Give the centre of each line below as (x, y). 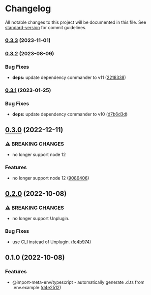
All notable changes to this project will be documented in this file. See (76, 22)
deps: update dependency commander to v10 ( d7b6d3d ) (70, 114)
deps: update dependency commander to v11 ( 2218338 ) (69, 77)
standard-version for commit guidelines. (46, 27)
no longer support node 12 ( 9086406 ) (51, 178)
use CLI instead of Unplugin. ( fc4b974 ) (52, 242)
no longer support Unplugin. (41, 218)
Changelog (28, 9)
